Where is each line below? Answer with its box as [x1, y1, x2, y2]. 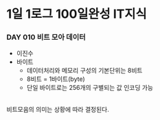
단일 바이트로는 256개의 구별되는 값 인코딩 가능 [26, 84, 154, 92]
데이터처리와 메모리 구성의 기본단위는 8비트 [26, 67, 143, 75]
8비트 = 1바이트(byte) [26, 75, 85, 83]
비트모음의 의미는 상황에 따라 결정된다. [6, 106, 109, 114]
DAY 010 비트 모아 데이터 [6, 32, 86, 42]
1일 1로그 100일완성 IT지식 [6, 6, 147, 22]
